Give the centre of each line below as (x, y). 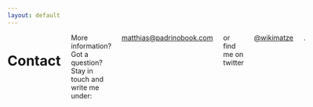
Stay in (82, 70)
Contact (34, 61)
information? (91, 46)
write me (85, 87)
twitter (234, 62)
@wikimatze (273, 37)
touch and (87, 79)
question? (87, 62)
